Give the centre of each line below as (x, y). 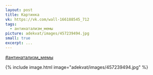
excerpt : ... (19, 43)
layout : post (19, 10)
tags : (11, 24)
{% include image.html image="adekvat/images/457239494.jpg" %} (77, 67)
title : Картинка (22, 15)
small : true (18, 39)
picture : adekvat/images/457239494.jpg (47, 33)
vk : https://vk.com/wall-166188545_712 (47, 19)
